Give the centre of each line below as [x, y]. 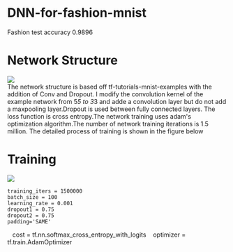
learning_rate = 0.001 [40, 203]
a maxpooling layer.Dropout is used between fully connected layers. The [111, 109]
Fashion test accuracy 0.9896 [50, 32]
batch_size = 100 [32, 197]
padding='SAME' [29, 221]
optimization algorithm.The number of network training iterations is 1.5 [108, 124]
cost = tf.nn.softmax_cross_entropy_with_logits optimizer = [99, 235]
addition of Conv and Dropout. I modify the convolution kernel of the [105, 94]
